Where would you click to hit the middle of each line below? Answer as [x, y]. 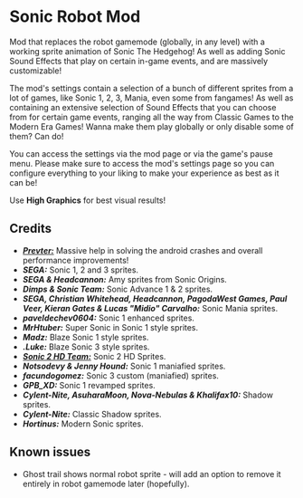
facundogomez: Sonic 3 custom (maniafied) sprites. [121, 375]
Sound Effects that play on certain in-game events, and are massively [139, 61]
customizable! [35, 71]
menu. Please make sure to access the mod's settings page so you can [142, 163]
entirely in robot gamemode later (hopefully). [106, 484]
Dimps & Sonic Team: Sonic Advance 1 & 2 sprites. [118, 289]
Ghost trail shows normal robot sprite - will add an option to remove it [152, 474]
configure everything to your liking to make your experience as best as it [144, 173]
